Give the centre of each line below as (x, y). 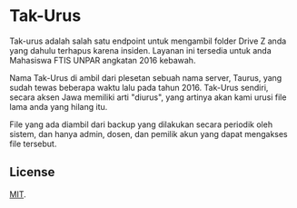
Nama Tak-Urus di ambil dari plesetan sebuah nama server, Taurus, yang (146, 77)
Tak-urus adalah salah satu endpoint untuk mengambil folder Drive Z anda (148, 41)
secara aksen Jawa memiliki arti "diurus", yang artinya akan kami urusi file (148, 97)
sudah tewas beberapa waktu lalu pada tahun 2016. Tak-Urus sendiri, (139, 87)
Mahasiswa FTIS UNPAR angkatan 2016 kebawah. (103, 60)
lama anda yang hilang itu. (59, 106)
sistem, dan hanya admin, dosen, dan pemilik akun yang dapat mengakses (148, 134)
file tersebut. (33, 144)
